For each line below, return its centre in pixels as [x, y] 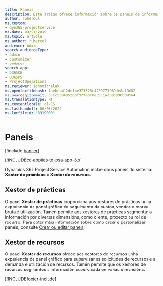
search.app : [17, 68]
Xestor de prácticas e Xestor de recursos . [48, 175]
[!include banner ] [22, 150]
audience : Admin [21, 46]
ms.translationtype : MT [29, 100]
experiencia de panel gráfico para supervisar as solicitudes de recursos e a [81, 259]
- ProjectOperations [26, 81]
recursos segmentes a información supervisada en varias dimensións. [75, 270]
